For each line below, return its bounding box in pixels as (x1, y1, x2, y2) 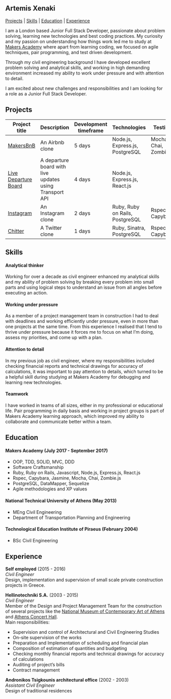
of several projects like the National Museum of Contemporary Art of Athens (5, 608, 165, 614)
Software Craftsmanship (12, 464, 64, 470)
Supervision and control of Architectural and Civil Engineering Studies (12, 629, 159, 635)
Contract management (12, 667, 60, 673)
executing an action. (5, 290, 48, 296)
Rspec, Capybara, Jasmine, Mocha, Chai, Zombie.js (12, 475, 121, 481)
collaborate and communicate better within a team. (5, 418, 112, 425)
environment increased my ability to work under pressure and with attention (5, 70, 164, 76)
